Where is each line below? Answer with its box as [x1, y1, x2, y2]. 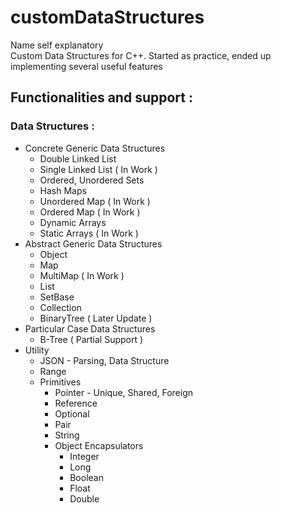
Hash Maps [39, 184, 87, 196]
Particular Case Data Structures [24, 322, 156, 335]
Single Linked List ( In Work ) [39, 163, 158, 175]
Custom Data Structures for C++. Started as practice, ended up [10, 49, 272, 61]
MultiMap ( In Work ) [39, 269, 125, 281]
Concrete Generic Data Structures [24, 142, 166, 154]
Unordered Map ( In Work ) [39, 195, 151, 207]
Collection [39, 301, 82, 313]
